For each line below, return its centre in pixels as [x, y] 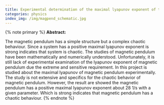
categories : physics [26, 14]
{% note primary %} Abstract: [36, 32]
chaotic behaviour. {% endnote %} [40, 98]
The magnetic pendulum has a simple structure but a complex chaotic [75, 42]
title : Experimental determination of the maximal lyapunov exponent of [81, 9]
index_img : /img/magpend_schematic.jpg [46, 18]
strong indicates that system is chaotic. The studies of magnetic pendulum [80, 52]
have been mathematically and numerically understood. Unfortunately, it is [80, 57]
